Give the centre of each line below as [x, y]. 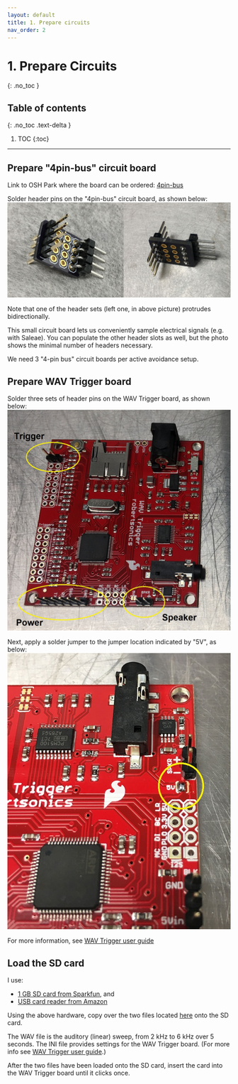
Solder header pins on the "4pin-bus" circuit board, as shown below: [107, 198]
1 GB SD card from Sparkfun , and [66, 994]
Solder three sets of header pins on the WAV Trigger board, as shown [109, 399]
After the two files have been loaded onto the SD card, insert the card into [115, 1066]
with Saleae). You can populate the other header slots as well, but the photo [118, 338]
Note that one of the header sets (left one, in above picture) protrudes [109, 309]
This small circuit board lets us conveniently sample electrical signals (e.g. [116, 330]
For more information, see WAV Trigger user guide [81, 941]
